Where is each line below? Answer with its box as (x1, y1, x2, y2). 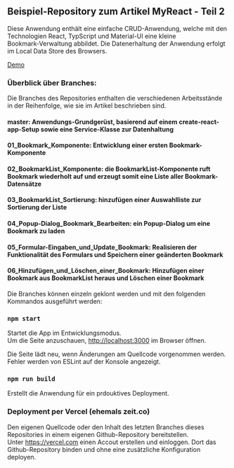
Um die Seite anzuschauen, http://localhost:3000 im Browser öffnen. (7, 336, 207, 345)
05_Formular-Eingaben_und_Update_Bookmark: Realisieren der (7, 243, 197, 251)
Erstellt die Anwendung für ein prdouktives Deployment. (7, 389, 170, 398)
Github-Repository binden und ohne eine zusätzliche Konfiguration (7, 445, 201, 453)
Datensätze (7, 179, 42, 188)
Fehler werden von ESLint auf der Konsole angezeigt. (7, 358, 161, 366)
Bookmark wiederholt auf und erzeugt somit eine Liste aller (7, 172, 184, 180)
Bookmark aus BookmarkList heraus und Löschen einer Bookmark (7, 274, 204, 282)
